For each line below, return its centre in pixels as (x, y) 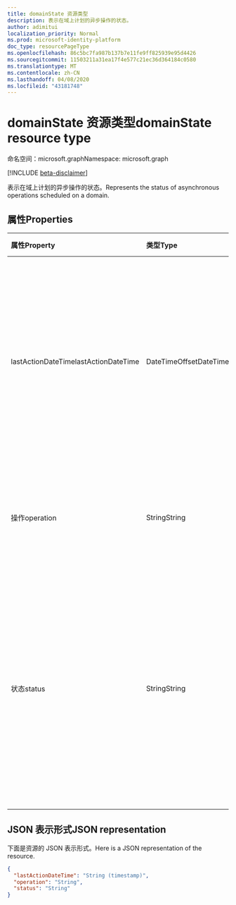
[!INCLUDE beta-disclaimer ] (47, 173)
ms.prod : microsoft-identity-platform (64, 40)
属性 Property (33, 245)
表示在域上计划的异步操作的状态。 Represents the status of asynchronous (113, 187)
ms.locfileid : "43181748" (45, 86)
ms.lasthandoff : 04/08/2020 (48, 79)
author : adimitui (33, 27)
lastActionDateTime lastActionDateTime (75, 362)
